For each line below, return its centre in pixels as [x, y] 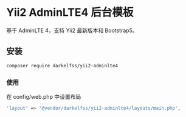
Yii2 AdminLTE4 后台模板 [70, 12]
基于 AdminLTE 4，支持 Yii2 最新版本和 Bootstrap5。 [72, 30]
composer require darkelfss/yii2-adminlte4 [62, 65]
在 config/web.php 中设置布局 [44, 96]
